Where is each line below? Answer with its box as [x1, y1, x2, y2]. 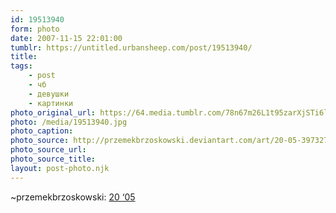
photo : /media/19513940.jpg [10, 117, 128, 127]
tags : [10, 61, 33, 71]
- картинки [28, 98, 74, 108]
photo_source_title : [10, 154, 97, 164]
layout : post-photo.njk [10, 163, 110, 173]
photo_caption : [10, 126, 74, 136]
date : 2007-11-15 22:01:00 [10, 33, 123, 43]
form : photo [10, 24, 60, 34]
